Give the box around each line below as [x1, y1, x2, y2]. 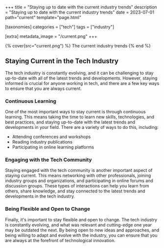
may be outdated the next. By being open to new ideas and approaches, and [5, 227, 160, 233]
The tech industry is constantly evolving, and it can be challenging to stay [5, 70, 154, 76]
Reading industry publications [12, 139, 72, 145]
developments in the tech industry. [5, 193, 75, 199]
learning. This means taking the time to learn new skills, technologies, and [5, 114, 154, 120]
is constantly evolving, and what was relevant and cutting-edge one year [5, 222, 152, 227]
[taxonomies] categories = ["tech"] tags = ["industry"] [5, 24, 115, 30]
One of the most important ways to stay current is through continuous [5, 109, 146, 115]
